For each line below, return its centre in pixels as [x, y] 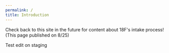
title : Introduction [27, 15]
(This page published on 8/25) [37, 35]
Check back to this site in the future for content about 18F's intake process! [84, 29]
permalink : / [19, 10]
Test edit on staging [26, 45]
